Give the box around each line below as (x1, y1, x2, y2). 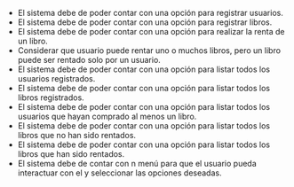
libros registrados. (17, 92, 84, 103)
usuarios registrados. (17, 74, 96, 83)
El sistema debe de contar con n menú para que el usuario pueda (17, 159, 258, 168)
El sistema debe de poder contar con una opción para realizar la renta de (17, 27, 285, 36)
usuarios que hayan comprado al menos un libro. (17, 111, 197, 121)
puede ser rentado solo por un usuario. (17, 55, 162, 65)
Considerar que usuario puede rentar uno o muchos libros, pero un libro (17, 45, 282, 56)
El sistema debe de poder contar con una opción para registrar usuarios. (17, 8, 284, 18)
